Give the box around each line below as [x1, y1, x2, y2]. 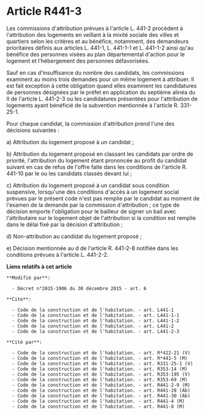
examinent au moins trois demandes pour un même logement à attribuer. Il [6, 75, 194, 83]
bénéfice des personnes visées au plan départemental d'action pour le [6, 50, 185, 58]
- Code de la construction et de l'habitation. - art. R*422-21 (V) [12, 349, 191, 356]
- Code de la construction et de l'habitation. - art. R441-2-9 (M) [12, 382, 191, 388]
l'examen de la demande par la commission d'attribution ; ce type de [6, 201, 180, 208]
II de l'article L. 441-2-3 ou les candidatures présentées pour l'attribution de [6, 95, 198, 102]
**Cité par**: [6, 339, 43, 345]
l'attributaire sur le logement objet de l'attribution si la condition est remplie [6, 214, 196, 221]
